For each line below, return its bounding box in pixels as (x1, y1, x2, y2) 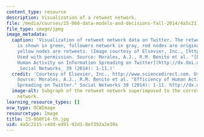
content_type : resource (6, 8, 67, 15)
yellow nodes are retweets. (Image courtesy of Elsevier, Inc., (17, 48, 183, 55)
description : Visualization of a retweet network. (6, 15, 137, 21)
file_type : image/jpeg (6, 25, 64, 32)
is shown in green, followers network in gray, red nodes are (17, 43, 178, 49)
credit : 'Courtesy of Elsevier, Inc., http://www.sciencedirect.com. (12, 71, 191, 77)
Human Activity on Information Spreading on (17, 59, 132, 65)
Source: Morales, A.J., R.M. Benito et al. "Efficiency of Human (17, 76, 186, 82)
